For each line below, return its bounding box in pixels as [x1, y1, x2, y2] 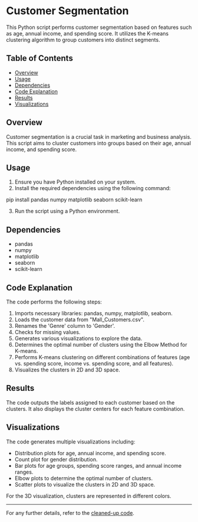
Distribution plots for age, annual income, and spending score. [14, 449, 166, 456]
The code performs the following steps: [6, 298, 102, 305]
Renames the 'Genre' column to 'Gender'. [14, 322, 115, 329]
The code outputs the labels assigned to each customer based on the [6, 399, 175, 406]
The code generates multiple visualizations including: [6, 438, 136, 445]
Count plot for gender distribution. [14, 456, 98, 463]
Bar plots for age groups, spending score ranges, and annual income [14, 462, 181, 469]
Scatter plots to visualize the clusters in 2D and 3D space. [14, 481, 156, 488]
